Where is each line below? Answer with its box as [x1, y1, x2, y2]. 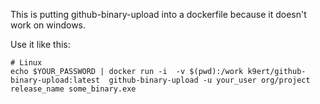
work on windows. [10, 19, 87, 31]
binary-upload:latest [10, 75, 101, 85]
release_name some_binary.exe [10, 84, 137, 94]
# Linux [10, 58, 43, 68]
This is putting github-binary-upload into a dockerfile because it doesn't [10, 9, 307, 20]
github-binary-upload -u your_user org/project [108, 75, 311, 85]
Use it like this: [10, 39, 71, 50]
